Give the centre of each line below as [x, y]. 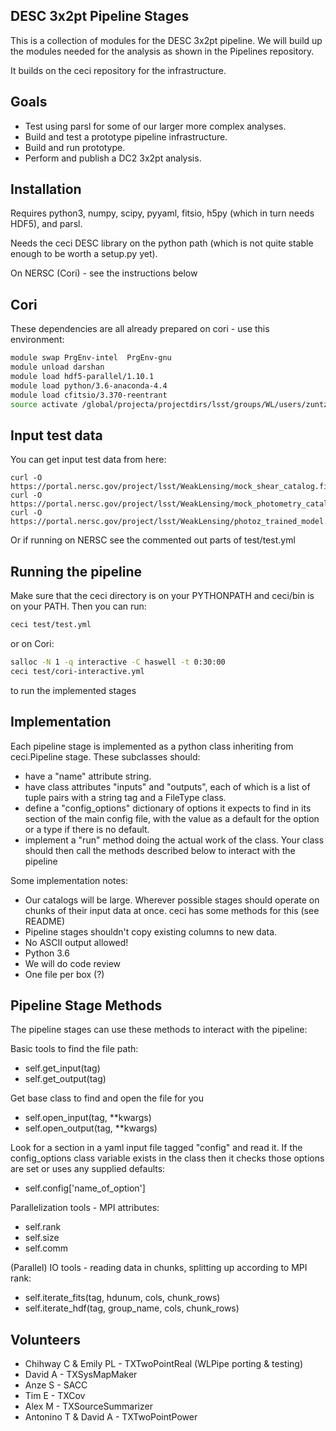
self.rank [43, 1227]
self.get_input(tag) [62, 1068]
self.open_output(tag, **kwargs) [91, 1128]
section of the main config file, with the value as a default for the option [172, 818]
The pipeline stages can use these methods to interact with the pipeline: [159, 1030]
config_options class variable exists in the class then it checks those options [167, 1158]
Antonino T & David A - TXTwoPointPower [111, 1417]
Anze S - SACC [56, 1385]
